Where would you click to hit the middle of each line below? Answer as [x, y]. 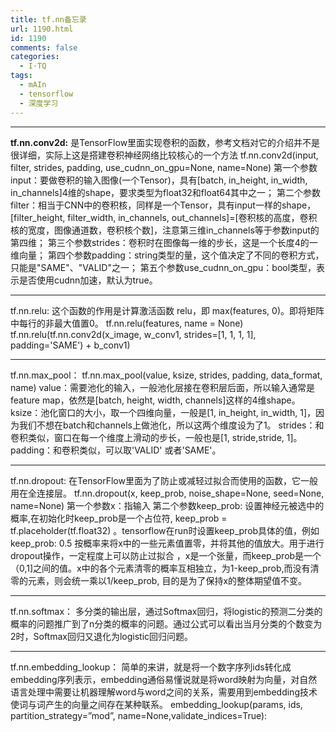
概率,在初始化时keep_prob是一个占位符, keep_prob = [119, 518]
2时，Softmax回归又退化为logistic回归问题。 [102, 636]
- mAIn [33, 85]
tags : [21, 76]
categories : [35, 57]
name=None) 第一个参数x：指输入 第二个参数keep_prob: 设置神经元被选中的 [167, 505]
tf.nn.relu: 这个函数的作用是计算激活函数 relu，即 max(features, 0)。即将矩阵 [167, 310]
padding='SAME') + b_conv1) [70, 345]
